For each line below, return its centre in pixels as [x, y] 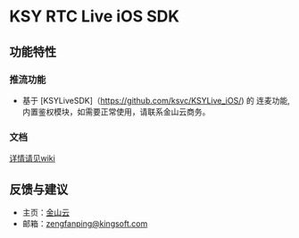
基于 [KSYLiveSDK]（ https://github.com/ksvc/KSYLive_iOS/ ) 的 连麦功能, [156, 100]
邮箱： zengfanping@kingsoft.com [85, 223]
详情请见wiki [32, 158]
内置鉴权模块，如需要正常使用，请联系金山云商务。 [116, 111]
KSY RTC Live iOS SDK [95, 17]
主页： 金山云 [46, 212]
